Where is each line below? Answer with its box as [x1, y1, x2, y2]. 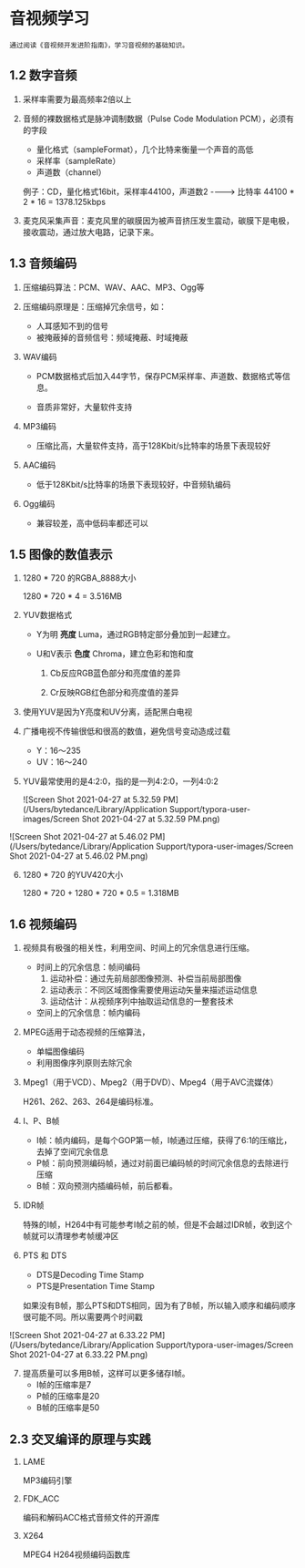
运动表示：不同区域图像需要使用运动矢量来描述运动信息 [49, 985, 258, 995]
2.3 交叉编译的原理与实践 [9, 1431, 152, 1447]
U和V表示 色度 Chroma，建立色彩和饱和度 [36, 648, 194, 659]
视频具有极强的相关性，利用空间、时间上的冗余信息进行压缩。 [22, 943, 255, 954]
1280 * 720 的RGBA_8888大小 [22, 573, 137, 583]
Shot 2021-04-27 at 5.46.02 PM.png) [9, 851, 148, 861]
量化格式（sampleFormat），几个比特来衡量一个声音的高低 [36, 143, 254, 155]
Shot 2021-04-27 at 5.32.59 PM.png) [81, 813, 220, 825]
